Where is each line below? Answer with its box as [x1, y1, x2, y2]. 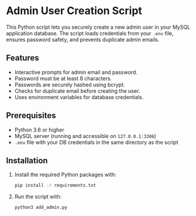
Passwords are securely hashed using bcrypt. [14, 81, 125, 88]
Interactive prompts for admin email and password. [14, 69, 137, 76]
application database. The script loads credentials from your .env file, [6, 29, 174, 36]
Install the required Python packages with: [14, 171, 116, 178]
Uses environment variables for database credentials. [14, 93, 144, 100]
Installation [6, 156, 48, 166]
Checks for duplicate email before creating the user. [14, 87, 140, 95]
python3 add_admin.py [14, 204, 67, 211]
